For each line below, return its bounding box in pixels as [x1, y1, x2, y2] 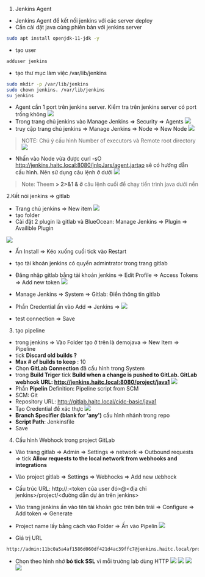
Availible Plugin [15, 224, 54, 232]
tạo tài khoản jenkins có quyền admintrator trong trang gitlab [15, 260, 168, 267]
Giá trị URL [15, 534, 43, 542]
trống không [15, 111, 46, 118]
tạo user [15, 46, 37, 54]
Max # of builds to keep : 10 [15, 358, 87, 366]
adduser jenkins [6, 58, 48, 64]
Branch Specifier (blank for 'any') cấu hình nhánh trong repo [15, 412, 170, 419]
